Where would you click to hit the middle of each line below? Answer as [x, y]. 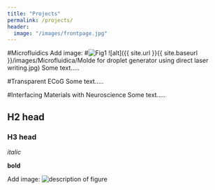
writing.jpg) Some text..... [44, 68]
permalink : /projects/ [40, 20]
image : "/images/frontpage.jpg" [61, 33]
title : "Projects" [34, 14]
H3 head [22, 137]
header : [18, 27]
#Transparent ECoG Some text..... [55, 82]
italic [14, 152]
